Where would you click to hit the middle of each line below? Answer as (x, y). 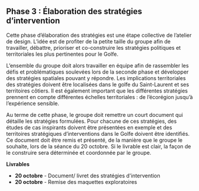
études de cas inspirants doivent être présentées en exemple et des (89, 127)
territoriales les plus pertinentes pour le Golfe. (62, 54)
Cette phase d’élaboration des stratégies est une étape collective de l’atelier (99, 35)
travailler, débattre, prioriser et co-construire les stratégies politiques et (94, 47)
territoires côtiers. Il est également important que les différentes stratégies (97, 91)
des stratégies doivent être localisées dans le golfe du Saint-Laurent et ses (98, 84)
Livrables (18, 164)
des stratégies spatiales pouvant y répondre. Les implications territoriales (96, 78)
